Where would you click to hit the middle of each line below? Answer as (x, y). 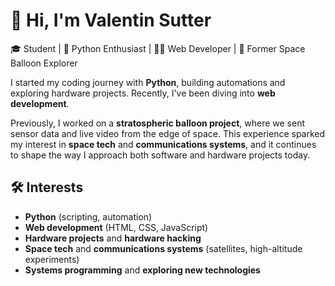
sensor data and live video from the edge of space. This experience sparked (168, 133)
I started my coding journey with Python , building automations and (148, 82)
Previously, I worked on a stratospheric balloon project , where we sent (157, 123)
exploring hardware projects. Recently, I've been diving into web (143, 93)
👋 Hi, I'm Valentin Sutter (111, 20)
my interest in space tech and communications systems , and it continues (163, 144)
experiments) (52, 259)
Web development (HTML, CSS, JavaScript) (116, 227)
